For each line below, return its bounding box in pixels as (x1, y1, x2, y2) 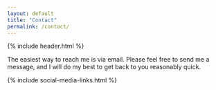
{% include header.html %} (7, 42, 84, 51)
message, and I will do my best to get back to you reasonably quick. (7, 63, 201, 71)
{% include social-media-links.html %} (7, 76, 118, 84)
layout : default (7, 10, 54, 17)
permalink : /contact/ (7, 23, 70, 30)
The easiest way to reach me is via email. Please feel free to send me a (7, 55, 210, 64)
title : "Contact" (7, 17, 57, 24)
